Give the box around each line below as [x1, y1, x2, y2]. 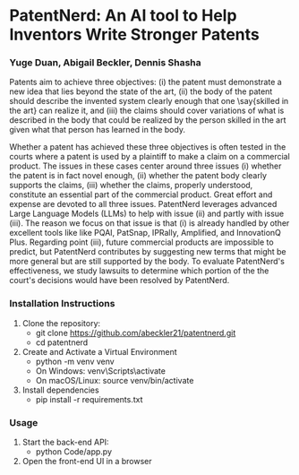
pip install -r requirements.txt [35, 393, 143, 404]
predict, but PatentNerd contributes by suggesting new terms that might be [9, 246, 286, 257]
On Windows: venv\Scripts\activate [35, 365, 166, 376]
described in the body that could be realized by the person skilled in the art [9, 115, 286, 125]
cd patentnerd [35, 337, 89, 348]
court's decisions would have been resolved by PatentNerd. [9, 275, 230, 286]
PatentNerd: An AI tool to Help [9, 5, 237, 26]
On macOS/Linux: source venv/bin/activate [35, 375, 194, 385]
